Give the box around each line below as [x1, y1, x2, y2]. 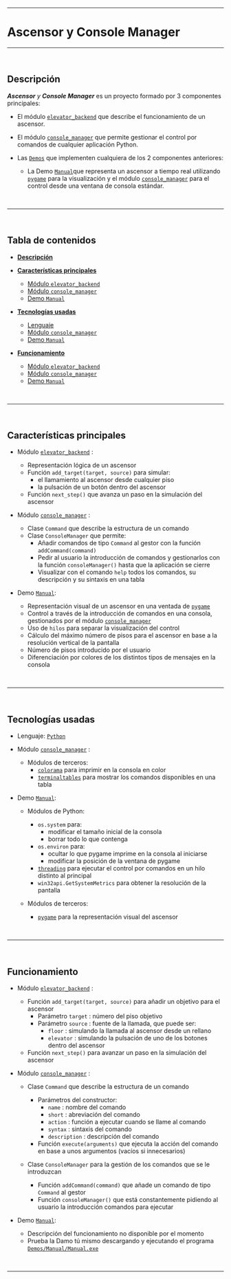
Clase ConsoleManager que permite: [27, 532, 126, 540]
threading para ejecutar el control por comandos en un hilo [37, 864, 206, 873]
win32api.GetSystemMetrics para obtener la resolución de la [37, 879, 206, 887]
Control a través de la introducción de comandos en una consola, [27, 609, 212, 617]
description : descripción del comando [47, 1133, 159, 1140]
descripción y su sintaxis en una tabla [37, 576, 145, 584]
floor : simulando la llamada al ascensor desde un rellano [47, 1027, 212, 1035]
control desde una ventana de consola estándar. [27, 182, 164, 190]
